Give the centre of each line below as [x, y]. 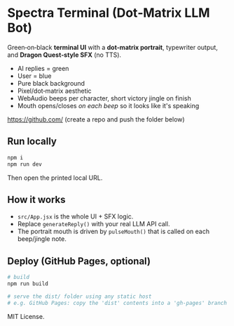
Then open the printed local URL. [55, 178]
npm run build [28, 284]
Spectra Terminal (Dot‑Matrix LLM [109, 13]
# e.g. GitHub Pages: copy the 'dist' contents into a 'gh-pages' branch [117, 303]
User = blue [34, 76]
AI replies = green [43, 68]
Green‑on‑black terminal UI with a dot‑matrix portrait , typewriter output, [113, 47]
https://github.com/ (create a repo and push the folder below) [96, 119]
